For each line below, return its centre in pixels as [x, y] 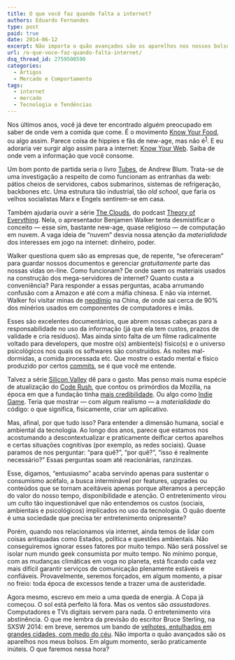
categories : [24, 66]
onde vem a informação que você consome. [71, 155]
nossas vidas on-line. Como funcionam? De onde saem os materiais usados [116, 271]
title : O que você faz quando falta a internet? [79, 14]
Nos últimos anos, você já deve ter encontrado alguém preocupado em [109, 124]
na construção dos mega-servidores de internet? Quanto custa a [101, 278]
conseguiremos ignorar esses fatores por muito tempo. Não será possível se [117, 546]
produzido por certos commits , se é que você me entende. [92, 366]
